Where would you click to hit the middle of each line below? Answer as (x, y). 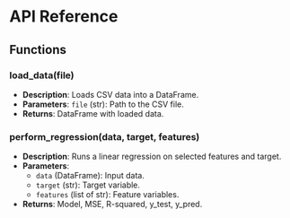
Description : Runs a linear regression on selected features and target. (152, 157)
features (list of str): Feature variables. (107, 195)
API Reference (64, 17)
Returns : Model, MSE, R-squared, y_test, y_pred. (112, 205)
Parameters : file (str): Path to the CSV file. (103, 104)
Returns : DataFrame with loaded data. (93, 113)
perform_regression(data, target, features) (105, 136)
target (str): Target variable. (88, 185)
